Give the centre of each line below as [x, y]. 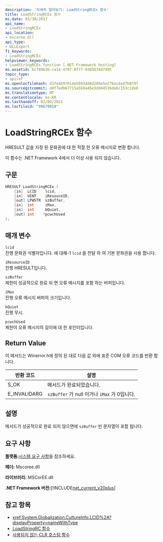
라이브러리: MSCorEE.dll [29, 477]
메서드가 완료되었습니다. [74, 385]
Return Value [26, 343]
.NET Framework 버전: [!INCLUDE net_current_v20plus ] [60, 488]
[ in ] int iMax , [35, 205]
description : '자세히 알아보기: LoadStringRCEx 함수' [57, 10]
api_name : [15, 24]
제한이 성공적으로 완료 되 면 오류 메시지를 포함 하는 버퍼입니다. [65, 283]
